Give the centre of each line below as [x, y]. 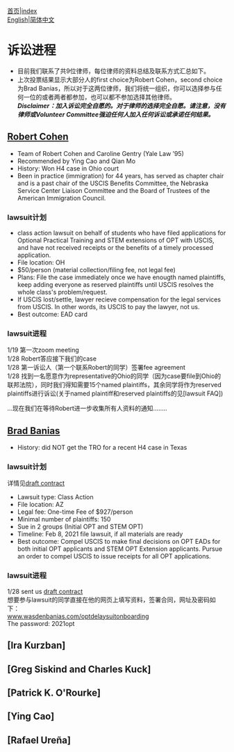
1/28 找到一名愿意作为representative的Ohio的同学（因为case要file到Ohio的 [114, 376]
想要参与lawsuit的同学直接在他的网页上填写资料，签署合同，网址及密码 [109, 600]
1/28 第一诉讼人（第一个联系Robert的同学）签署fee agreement [96, 368]
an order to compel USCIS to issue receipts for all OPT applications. [114, 556]
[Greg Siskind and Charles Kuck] [79, 669]
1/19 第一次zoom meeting [43, 350]
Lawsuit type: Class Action [55, 497]
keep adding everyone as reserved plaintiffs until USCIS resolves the [115, 285]
